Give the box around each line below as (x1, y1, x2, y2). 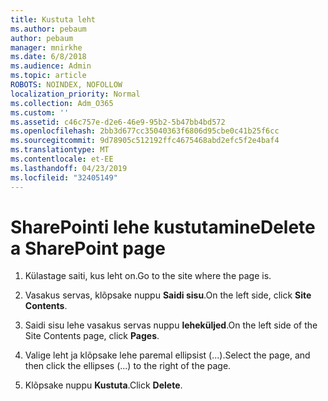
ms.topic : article (10, 71, 87, 81)
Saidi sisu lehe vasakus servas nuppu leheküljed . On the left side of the (24, 319, 318, 331)
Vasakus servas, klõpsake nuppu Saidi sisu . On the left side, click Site (24, 289, 312, 301)
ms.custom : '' (10, 107, 70, 118)
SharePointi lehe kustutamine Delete (10, 216, 316, 238)
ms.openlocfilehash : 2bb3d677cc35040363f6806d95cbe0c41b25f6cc (10, 126, 280, 136)
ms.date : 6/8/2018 (10, 52, 87, 62)
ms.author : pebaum (10, 24, 87, 34)
